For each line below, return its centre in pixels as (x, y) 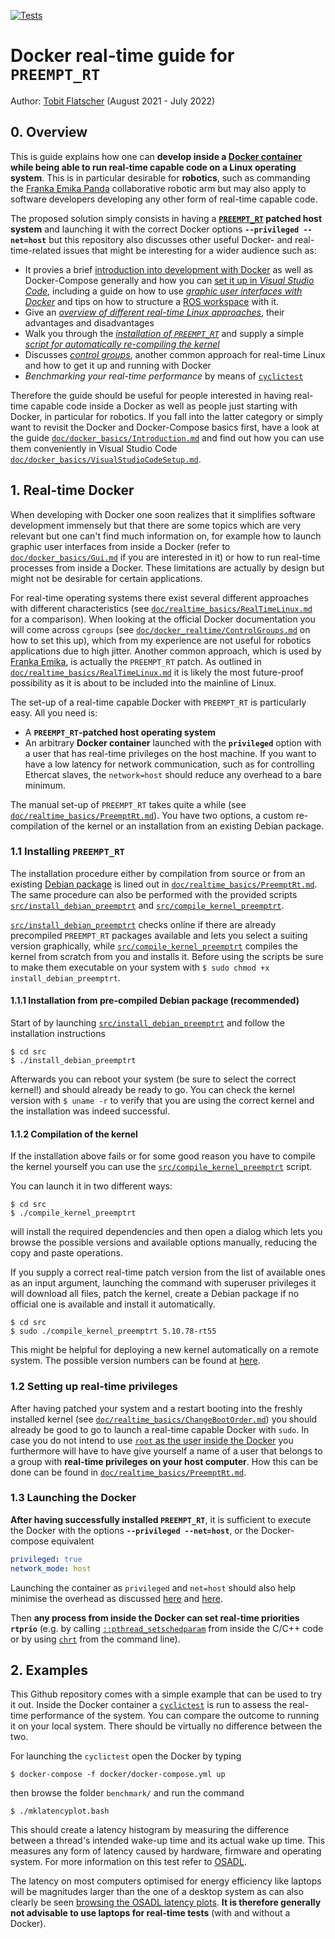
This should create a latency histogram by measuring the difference (150, 1830)
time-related (36, 250)
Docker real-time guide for (122, 56)
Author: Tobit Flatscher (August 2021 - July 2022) (113, 101)
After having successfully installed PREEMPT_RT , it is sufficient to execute (161, 1519)
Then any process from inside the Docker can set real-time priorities (155, 1617)
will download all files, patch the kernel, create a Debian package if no (155, 1294)
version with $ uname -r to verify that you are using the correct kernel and (162, 1101)
